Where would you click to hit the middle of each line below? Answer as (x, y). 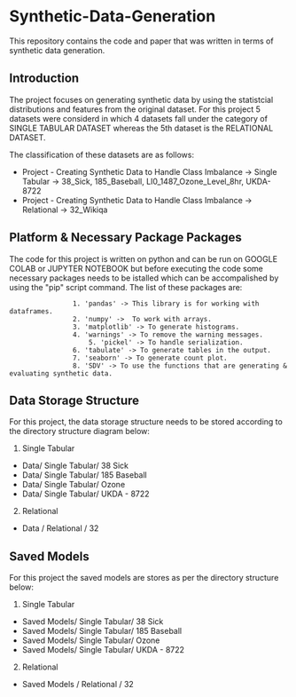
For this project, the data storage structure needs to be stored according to (146, 422)
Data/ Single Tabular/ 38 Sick (75, 466)
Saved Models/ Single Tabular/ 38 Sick (93, 622)
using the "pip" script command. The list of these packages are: (126, 287)
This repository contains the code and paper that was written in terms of (141, 41)
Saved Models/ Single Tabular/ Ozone (91, 640)
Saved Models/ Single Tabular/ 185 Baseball (102, 631)
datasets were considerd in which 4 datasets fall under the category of (139, 118)
